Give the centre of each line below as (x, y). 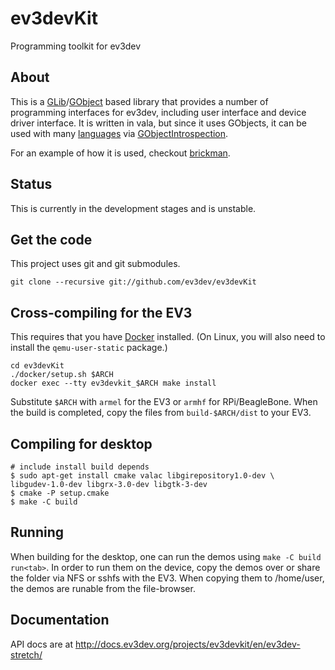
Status (31, 184)
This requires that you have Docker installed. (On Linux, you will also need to (168, 337)
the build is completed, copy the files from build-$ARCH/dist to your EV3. (161, 413)
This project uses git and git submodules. (95, 264)
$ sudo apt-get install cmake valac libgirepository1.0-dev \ (142, 476)
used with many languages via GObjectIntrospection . (119, 133)
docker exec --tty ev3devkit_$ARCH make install (113, 383)
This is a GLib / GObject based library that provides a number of (139, 101)
